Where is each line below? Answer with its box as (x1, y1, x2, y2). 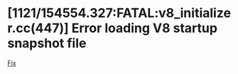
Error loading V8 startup (71, 20, 218, 36)
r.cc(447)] (7, 20, 69, 36)
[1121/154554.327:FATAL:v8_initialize (7, 5, 232, 21)
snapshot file (7, 36, 87, 51)
